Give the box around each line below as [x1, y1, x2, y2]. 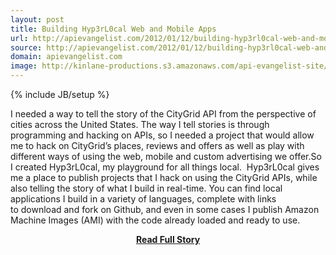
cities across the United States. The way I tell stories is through [10, 119, 270, 130]
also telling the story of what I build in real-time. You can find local [10, 182, 283, 194]
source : [10, 42, 43, 53]
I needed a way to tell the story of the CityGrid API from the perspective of [10, 108, 317, 120]
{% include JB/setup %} [10, 89, 110, 100]
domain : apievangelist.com [10, 52, 123, 62]
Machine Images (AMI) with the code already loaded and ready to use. [10, 214, 301, 226]
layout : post [10, 14, 65, 25]
